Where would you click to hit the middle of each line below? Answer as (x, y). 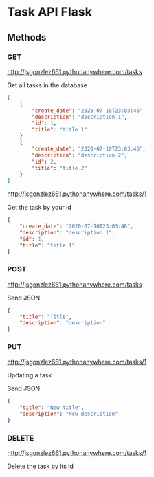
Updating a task (30, 375)
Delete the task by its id (41, 466)
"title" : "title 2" (60, 168)
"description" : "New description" (69, 414)
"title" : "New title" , (52, 408)
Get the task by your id (40, 208)
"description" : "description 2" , (80, 155)
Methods (27, 37)
